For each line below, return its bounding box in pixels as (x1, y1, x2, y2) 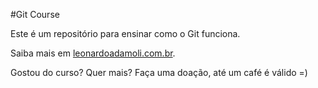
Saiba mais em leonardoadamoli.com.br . (10, 47, 176, 59)
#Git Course (10, 9, 60, 20)
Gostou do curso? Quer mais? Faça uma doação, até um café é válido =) (10, 67, 308, 78)
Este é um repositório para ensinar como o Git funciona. (10, 28, 241, 39)
